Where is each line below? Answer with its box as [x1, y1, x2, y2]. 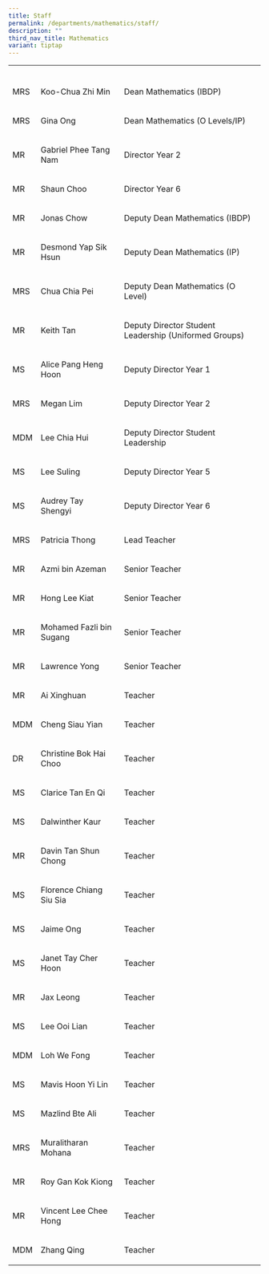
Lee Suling [40, 466, 81, 477]
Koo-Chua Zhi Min [40, 86, 110, 97]
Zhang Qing [40, 1244, 85, 1256]
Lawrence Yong [40, 661, 100, 672]
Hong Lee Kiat [40, 593, 94, 604]
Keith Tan [40, 325, 76, 336]
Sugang [40, 631, 70, 643]
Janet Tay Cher [40, 952, 98, 964]
